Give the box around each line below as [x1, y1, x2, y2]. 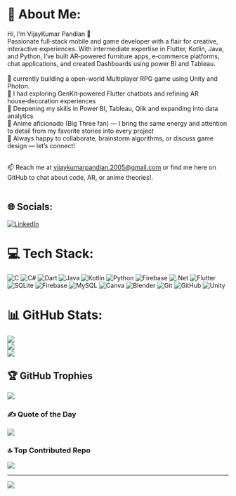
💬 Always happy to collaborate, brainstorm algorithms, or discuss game [7, 133, 214, 143]
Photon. [7, 81, 30, 90]
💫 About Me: [7, 6, 81, 22]
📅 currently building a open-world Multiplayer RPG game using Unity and [7, 74, 218, 83]
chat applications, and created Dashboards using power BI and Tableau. [7, 59, 216, 67]
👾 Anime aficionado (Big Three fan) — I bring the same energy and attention [7, 119, 227, 127]
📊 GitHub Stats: [7, 307, 103, 322]
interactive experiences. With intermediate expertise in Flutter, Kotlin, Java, [7, 44, 225, 53]
